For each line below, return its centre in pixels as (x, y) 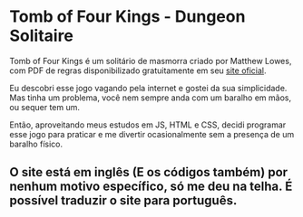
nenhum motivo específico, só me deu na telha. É (151, 187)
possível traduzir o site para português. (123, 201)
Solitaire (42, 36)
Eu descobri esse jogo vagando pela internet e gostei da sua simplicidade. (148, 88)
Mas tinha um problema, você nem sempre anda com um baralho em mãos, (151, 98)
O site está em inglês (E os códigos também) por (149, 172)
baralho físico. (36, 144)
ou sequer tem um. (44, 107)
